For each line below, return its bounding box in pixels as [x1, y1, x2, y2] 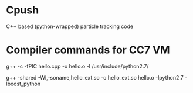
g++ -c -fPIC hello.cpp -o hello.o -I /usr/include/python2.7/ [6, 63, 149, 70]
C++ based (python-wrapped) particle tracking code [6, 23, 134, 30]
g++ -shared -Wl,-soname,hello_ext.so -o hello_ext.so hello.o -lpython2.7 [6, 74, 184, 81]
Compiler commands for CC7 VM [6, 43, 170, 57]
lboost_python [6, 80, 41, 87]
